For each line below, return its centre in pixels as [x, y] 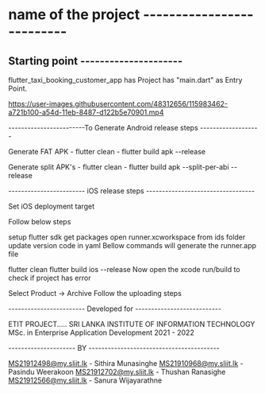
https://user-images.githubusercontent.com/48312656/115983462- [118, 104]
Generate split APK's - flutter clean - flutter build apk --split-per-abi [119, 167]
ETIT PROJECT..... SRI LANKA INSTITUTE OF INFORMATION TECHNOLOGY [132, 324]
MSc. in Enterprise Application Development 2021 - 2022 [101, 333]
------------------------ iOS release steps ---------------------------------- [132, 191]
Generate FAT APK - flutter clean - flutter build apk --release [107, 152]
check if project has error [50, 278]
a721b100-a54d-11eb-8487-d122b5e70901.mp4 [86, 112]
